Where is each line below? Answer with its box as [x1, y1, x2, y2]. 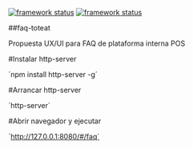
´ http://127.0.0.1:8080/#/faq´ [8, 132, 100, 141]
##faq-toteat [8, 23, 50, 32]
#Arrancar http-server [8, 85, 82, 95]
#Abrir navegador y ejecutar [8, 116, 102, 126]
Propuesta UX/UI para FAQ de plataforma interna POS [8, 38, 186, 48]
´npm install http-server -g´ [8, 70, 98, 79]
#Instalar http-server [8, 54, 77, 63]
